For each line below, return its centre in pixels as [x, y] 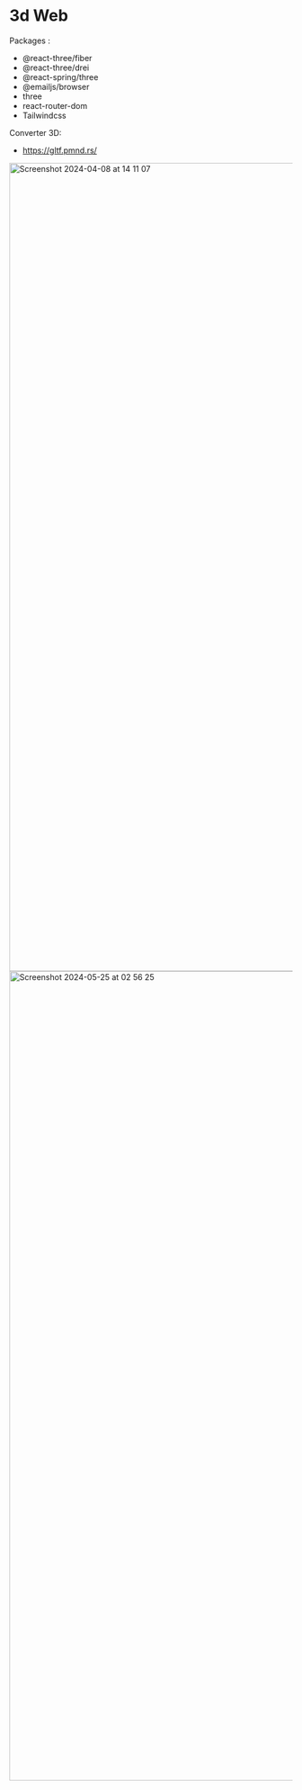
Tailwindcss [44, 115]
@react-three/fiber [57, 58]
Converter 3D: [36, 132]
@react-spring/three [60, 76]
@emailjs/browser [56, 86]
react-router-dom [55, 105]
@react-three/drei [56, 67]
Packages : [30, 40]
